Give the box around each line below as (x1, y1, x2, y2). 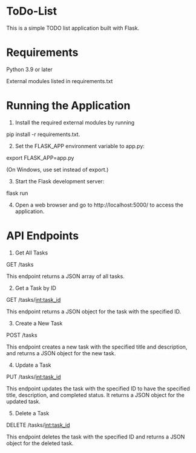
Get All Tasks (15, 249, 48, 256)
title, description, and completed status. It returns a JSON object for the (6, 391, 185, 398)
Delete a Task (15, 409, 50, 417)
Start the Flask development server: (15, 177, 105, 185)
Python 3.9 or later (6, 66, 53, 73)
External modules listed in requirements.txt (6, 77, 113, 84)
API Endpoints (6, 229, 79, 242)
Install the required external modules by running (15, 118, 135, 126)
